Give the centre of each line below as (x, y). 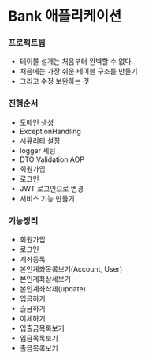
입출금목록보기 (42, 328)
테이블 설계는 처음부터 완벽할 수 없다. (76, 62)
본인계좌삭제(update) (53, 289)
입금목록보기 (39, 338)
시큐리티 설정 (40, 141)
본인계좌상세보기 (45, 279)
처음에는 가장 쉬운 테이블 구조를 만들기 (78, 71)
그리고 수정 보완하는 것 (54, 81)
